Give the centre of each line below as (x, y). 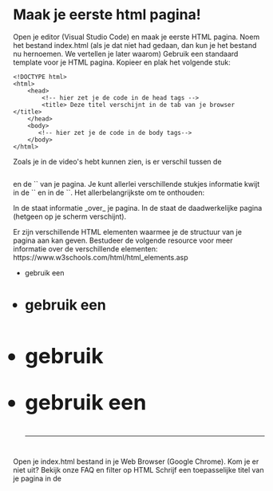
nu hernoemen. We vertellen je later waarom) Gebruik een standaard (126, 53)
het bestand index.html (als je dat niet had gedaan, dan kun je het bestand (135, 45)
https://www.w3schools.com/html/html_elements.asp (101, 257)
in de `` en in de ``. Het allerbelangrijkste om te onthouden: (109, 192)
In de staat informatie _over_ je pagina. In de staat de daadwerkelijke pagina (138, 208)
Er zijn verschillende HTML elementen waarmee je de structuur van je (128, 232)
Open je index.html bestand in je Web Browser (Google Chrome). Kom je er (136, 461)
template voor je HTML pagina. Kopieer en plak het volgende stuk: (122, 62)
